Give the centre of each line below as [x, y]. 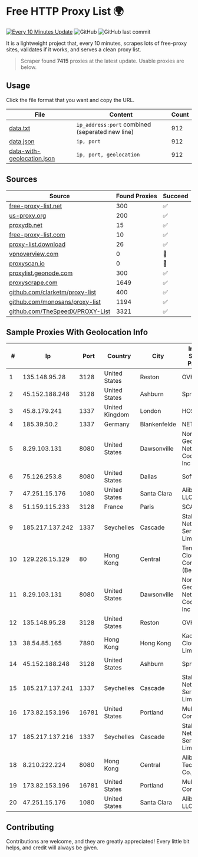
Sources [22, 180]
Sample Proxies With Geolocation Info [77, 332]
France [114, 507]
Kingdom [117, 415]
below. [29, 67]
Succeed [176, 196]
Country [119, 356]
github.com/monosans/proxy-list [55, 301]
